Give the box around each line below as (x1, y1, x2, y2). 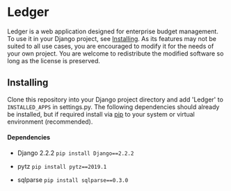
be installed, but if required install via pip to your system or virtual (7, 110, 195, 118)
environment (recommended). (7, 117, 93, 126)
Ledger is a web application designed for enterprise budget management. (7, 27, 219, 35)
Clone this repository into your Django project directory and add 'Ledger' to (7, 95, 224, 103)
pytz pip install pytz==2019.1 (17, 162, 107, 170)
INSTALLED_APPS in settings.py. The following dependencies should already (7, 102, 220, 111)
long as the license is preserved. (7, 56, 101, 65)
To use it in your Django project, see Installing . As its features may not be (7, 34, 217, 42)
